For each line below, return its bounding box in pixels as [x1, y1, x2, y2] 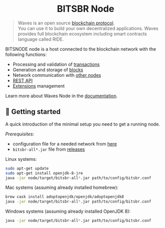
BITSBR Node [57, 3, 115, 15]
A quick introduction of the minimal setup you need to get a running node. [5, 121, 160, 127]
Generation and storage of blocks [12, 67, 84, 73]
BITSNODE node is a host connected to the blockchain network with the [5, 46, 156, 52]
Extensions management [12, 82, 65, 89]
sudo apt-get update [5, 166, 49, 171]
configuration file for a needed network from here [12, 140, 117, 147]
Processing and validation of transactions [12, 61, 100, 67]
